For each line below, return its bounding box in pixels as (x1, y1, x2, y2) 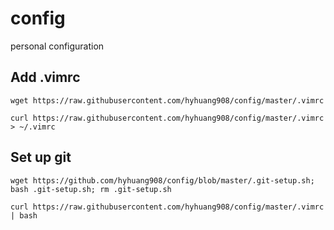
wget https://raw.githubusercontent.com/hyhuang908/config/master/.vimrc (10, 95, 325, 106)
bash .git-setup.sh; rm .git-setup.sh (10, 184, 172, 194)
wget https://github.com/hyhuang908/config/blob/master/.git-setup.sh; (10, 175, 315, 186)
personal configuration (10, 40, 105, 52)
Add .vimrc (10, 69, 81, 86)
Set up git (10, 149, 72, 166)
